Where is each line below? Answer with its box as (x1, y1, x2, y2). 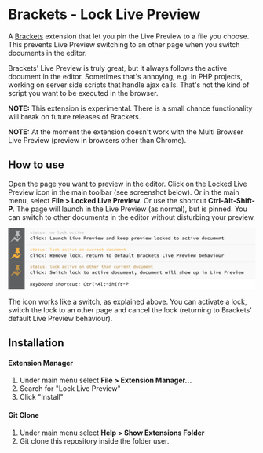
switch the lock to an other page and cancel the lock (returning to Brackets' (8, 305, 253, 315)
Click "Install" (19, 393, 64, 402)
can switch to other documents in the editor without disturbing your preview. (8, 212, 255, 221)
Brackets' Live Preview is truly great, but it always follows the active (8, 63, 228, 72)
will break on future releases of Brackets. (8, 111, 141, 121)
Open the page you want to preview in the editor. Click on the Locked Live (8, 179, 247, 188)
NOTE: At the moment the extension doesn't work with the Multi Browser (8, 127, 244, 137)
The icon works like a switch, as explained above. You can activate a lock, (8, 297, 247, 306)
